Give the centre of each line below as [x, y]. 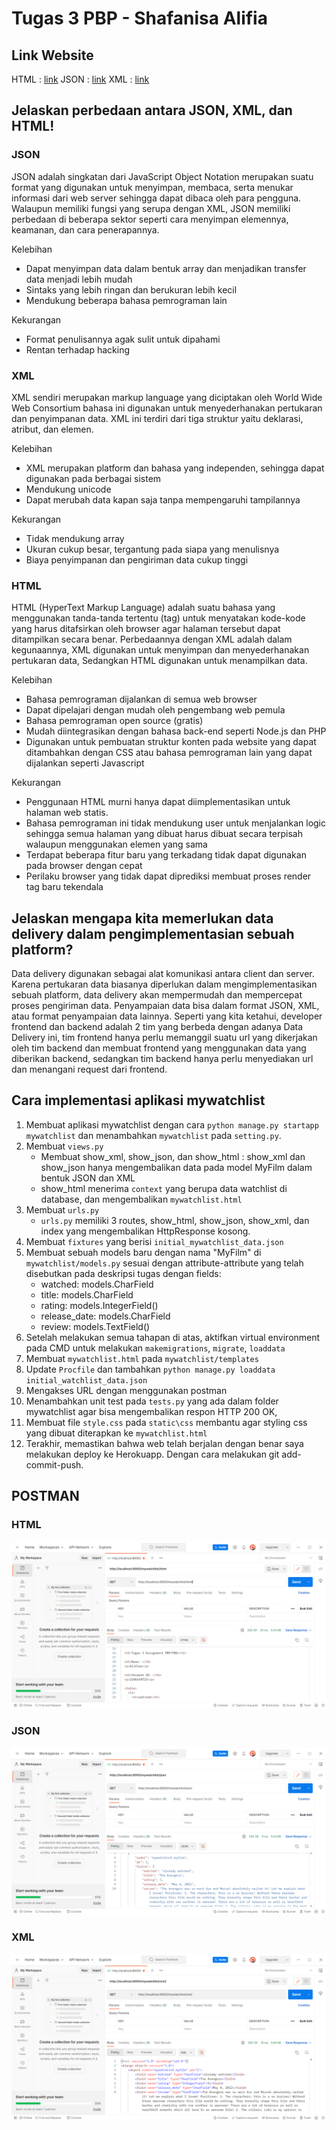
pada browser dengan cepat [84, 866]
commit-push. [54, 1464]
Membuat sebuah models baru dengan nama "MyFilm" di [143, 1252]
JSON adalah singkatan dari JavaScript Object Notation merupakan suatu [162, 176]
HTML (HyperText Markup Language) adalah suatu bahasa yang [143, 608]
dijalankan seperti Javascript [85, 763]
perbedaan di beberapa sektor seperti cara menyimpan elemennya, [150, 219]
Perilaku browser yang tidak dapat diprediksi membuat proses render [168, 876]
